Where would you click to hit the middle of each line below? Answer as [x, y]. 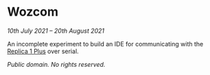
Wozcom [33, 12]
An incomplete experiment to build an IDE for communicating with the [105, 44]
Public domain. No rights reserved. [56, 64]
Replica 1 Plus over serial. [43, 51]
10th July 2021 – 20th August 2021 [56, 31]
